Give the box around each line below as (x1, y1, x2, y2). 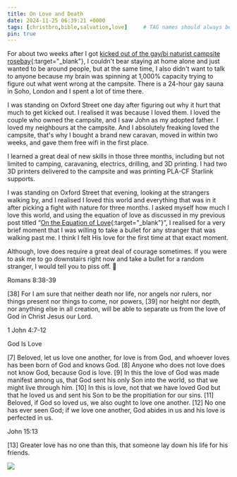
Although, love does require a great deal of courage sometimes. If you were (7, 247, 227, 255)
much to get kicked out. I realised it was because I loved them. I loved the (7, 108, 221, 117)
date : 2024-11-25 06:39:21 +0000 (7, 17, 106, 24)
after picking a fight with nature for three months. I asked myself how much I (7, 203, 229, 212)
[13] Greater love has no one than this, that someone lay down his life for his (7, 441, 229, 449)
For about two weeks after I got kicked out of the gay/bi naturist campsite (7, 50, 221, 58)
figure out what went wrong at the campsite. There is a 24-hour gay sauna (7, 79, 224, 88)
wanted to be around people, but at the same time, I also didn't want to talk (7, 64, 226, 73)
